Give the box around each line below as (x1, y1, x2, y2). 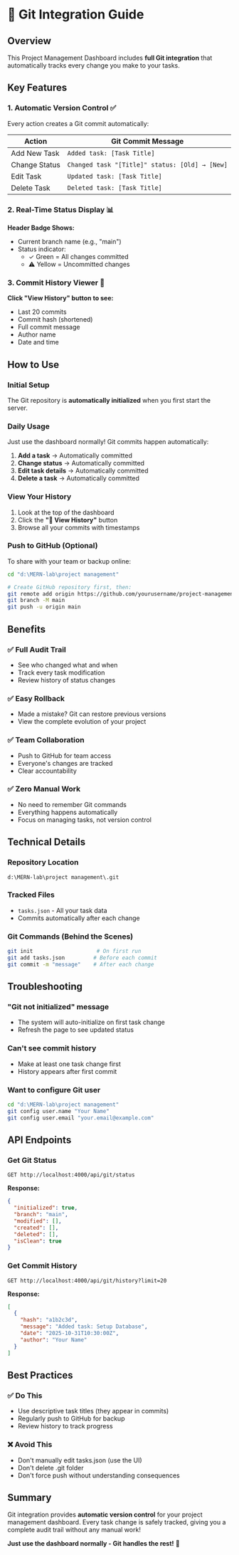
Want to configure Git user (7, 1085, 101, 1095)
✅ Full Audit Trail (7, 644, 66, 654)
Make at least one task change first (17, 1060, 121, 1068)
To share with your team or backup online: (7, 557, 132, 565)
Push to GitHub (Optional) (7, 541, 98, 551)
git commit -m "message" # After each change (7, 961, 154, 968)
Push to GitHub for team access (17, 751, 112, 760)
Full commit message (17, 323, 80, 332)
